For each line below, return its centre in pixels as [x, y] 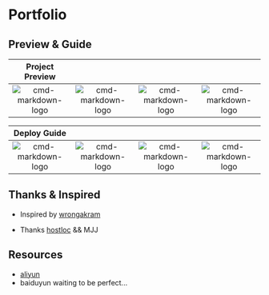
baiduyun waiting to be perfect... [74, 282]
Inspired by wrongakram [60, 214]
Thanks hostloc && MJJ [59, 229]
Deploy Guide [40, 133]
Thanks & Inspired [54, 195]
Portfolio [38, 15]
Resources [36, 255]
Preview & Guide [50, 44]
